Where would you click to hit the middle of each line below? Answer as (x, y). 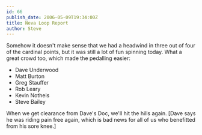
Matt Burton (30, 76)
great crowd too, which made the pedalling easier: (69, 58)
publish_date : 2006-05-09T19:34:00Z (52, 17)
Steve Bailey (30, 102)
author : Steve (24, 28)
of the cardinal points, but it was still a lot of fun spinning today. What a (94, 52)
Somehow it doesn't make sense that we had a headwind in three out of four (101, 46)
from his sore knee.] (31, 126)
